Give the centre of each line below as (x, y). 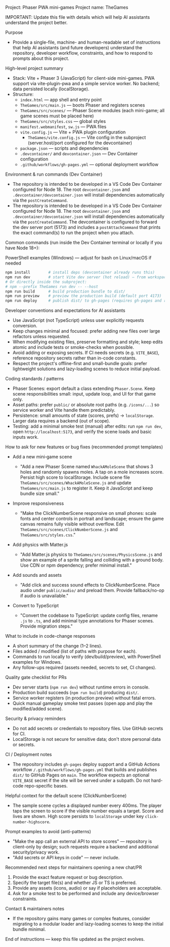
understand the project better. (36, 23)
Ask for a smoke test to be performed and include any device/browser (86, 894)
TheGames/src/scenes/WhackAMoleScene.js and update (76, 483)
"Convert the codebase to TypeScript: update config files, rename (89, 615)
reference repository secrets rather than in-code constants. (75, 358)
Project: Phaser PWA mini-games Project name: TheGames (67, 7)
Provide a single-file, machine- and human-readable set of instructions (87, 42)
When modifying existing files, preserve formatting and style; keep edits (88, 342)
